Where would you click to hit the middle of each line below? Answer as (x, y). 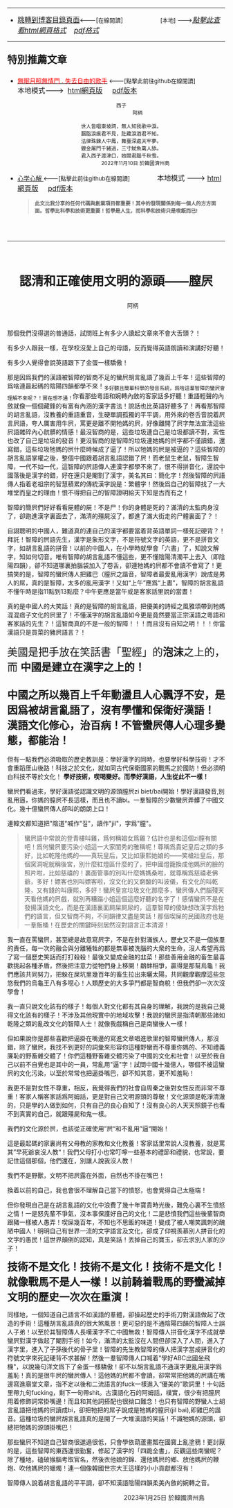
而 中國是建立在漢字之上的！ (76, 667)
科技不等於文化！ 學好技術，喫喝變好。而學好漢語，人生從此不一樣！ (111, 776)
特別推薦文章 (37, 60)
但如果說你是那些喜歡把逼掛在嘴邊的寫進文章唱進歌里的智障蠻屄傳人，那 (110, 1038)
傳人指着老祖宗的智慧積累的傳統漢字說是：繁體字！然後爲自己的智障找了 (110, 483)
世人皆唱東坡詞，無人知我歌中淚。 (121, 126)
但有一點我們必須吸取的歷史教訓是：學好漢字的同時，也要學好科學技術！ (110, 759)
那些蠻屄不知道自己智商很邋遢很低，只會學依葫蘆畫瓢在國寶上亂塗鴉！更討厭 (116, 1442)
